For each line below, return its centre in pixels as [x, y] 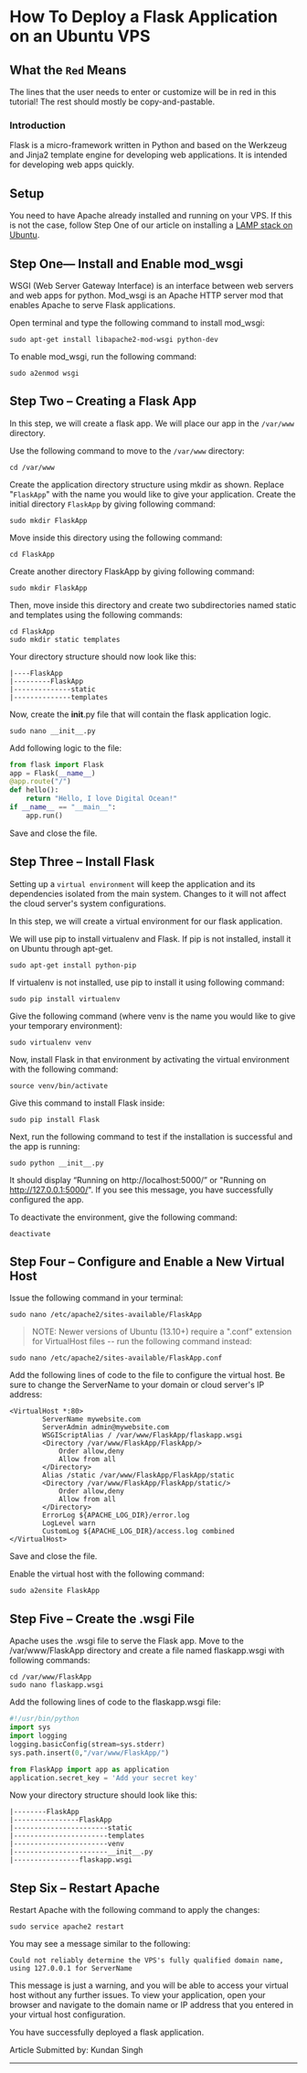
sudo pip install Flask [55, 1119]
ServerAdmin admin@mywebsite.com [106, 1427]
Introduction [37, 125]
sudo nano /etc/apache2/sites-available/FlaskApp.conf [116, 1358]
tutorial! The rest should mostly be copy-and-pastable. [112, 102]
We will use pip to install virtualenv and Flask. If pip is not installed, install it [150, 938]
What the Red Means [68, 70]
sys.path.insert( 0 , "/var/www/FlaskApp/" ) [90, 1753]
